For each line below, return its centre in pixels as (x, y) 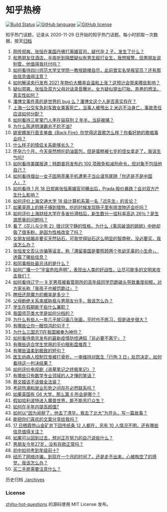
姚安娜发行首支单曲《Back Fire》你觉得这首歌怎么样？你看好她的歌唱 (83, 132)
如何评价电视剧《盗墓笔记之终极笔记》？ (54, 369)
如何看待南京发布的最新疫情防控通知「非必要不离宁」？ (69, 338)
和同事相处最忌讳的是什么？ (41, 263)
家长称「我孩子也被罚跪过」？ (48, 288)
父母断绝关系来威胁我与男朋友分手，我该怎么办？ (63, 301)
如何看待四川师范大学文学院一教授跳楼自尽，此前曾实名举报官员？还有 (85, 70)
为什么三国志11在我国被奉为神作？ (47, 332)
